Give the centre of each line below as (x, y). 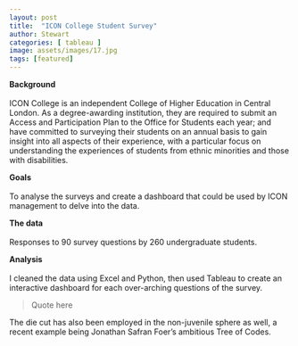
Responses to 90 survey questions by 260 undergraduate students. (133, 242)
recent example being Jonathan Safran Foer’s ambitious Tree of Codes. (141, 332)
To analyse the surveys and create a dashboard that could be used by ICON (149, 196)
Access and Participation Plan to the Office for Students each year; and (141, 122)
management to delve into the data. (74, 206)
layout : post (33, 17)
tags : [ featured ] (41, 59)
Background (33, 84)
